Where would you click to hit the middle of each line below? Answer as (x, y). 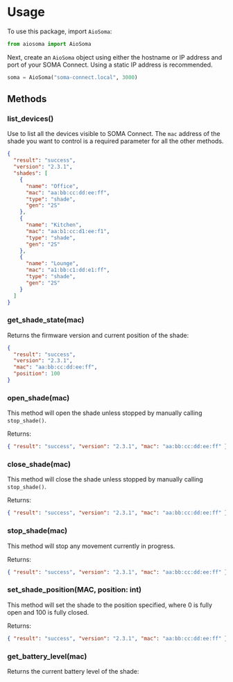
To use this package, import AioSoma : (60, 31)
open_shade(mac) (38, 398)
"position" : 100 (37, 374)
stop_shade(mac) (37, 531)
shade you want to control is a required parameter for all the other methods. (115, 141)
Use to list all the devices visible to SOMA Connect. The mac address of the (114, 134)
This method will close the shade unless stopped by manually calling (105, 479)
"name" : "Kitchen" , (53, 225)
